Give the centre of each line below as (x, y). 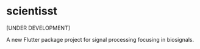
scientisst (32, 11)
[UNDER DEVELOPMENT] (38, 28)
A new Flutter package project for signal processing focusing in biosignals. (100, 39)
